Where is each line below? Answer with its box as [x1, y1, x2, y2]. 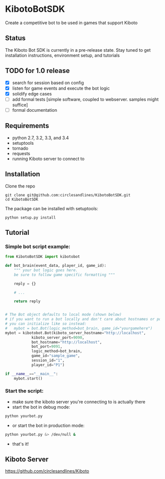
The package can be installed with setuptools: [5, 205, 98, 211]
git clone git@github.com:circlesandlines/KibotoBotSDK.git [5, 192, 131, 197]
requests [12, 150, 30, 156]
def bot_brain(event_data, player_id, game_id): [5, 263, 107, 268]
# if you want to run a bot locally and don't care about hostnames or [5, 317, 155, 322]
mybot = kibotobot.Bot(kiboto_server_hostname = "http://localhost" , [5, 330, 146, 335]
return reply [14, 299, 41, 304]
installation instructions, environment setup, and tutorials [5, 52, 120, 58]
